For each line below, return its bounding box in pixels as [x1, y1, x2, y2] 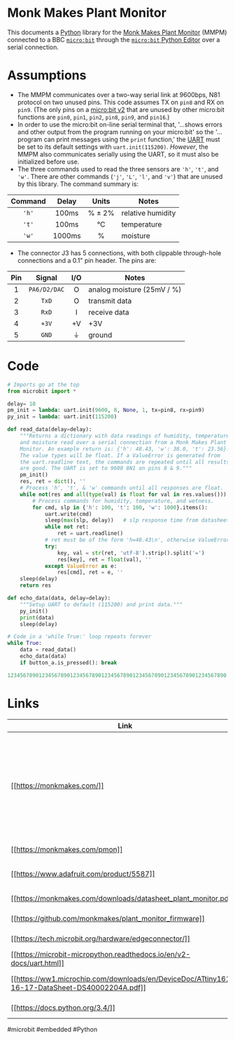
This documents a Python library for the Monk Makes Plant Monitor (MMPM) [7, 28, 227, 36]
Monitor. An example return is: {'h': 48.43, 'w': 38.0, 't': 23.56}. [20, 446, 230, 453]
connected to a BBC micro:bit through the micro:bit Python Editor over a [7, 35, 220, 43]
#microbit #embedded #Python [7, 1025, 98, 1033]
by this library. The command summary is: [17, 180, 138, 188]
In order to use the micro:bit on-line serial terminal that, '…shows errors [17, 120, 223, 129]
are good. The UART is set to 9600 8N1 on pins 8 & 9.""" [20, 465, 192, 472]
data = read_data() [20, 646, 77, 653]
